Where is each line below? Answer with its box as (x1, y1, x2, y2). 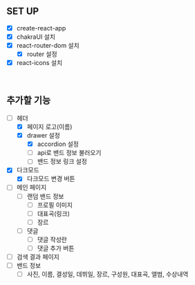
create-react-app (16, 24, 66, 32)
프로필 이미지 (37, 201, 73, 209)
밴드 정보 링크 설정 (37, 157, 88, 165)
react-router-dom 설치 (16, 41, 80, 49)
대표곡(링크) (37, 209, 70, 217)
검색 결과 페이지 (16, 252, 59, 261)
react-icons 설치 (16, 59, 63, 67)
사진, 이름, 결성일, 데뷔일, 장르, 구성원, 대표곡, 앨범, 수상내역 (26, 270, 189, 279)
